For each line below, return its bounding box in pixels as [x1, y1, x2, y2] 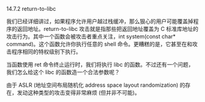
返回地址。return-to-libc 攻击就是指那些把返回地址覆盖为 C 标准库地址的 [16, 25, 198, 32]
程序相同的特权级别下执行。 [11, 48, 81, 55]
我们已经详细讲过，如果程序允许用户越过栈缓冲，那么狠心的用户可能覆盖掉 [6, 18, 193, 25]
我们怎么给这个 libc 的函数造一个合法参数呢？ [6, 69, 120, 75]
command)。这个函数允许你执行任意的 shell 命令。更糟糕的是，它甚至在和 [6, 41, 193, 47]
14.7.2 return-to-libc [6, 5, 56, 12]
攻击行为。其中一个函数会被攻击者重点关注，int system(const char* [6, 33, 176, 40]
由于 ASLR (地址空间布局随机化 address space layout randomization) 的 [6, 81, 185, 89]
